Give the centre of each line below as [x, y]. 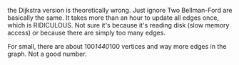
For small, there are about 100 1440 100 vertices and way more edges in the [117, 46]
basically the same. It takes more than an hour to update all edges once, [113, 18]
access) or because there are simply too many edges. [87, 32]
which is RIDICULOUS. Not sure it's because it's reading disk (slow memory [118, 25]
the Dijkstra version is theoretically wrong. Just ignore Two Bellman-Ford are [120, 10]
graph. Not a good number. [47, 54]
